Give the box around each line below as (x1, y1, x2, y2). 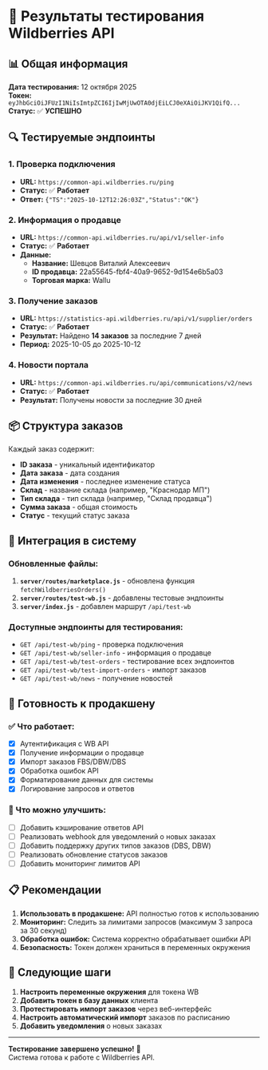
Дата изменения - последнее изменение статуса (19, 477, 191, 487)
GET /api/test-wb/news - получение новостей (19, 674, 173, 683)
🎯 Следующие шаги (8, 966, 112, 980)
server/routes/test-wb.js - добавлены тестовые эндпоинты (19, 593, 224, 603)
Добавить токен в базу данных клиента (19, 995, 159, 1005)
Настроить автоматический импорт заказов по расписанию (19, 1012, 231, 1022)
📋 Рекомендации (8, 883, 102, 897)
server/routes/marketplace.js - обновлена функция (19, 576, 195, 586)
